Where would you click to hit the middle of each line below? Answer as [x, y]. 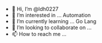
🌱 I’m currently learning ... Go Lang [54, 21]
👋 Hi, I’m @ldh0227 [35, 9]
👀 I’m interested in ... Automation [51, 15]
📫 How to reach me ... [39, 34]
